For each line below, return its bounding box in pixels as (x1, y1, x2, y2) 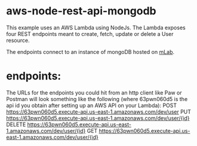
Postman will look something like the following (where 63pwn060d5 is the (6, 95, 188, 102)
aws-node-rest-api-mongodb (6, 4, 156, 18)
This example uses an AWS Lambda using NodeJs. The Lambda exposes (6, 24, 186, 31)
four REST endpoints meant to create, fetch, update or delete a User (6, 30, 174, 37)
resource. (6, 36, 30, 44)
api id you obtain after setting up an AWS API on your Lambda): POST (6, 102, 177, 109)
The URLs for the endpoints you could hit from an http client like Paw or (6, 89, 182, 96)
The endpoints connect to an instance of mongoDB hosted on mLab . (6, 48, 175, 55)
